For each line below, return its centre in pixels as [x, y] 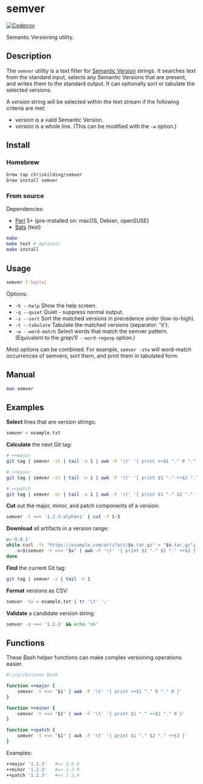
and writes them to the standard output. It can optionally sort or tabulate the [101, 83]
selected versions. [29, 90]
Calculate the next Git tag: [39, 445]
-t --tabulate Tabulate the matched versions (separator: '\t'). [92, 324]
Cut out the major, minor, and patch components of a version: [83, 506]
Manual [21, 375]
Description [29, 56]
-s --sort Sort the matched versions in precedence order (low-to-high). [105, 318]
